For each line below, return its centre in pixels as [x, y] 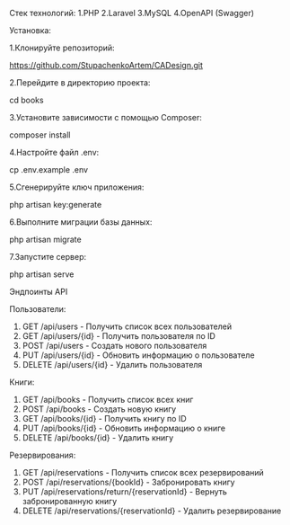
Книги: [22, 382]
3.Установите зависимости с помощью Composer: [105, 117]
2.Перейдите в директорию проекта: [80, 83]
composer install [40, 135]
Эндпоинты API [39, 292]
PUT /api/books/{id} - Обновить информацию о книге [124, 428]
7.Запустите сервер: [48, 257]
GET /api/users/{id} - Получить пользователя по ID [119, 336]
